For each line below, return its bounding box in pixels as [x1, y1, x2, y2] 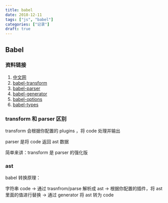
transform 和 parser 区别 [5, 115, 67, 122]
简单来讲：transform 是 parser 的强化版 [5, 149, 88, 156]
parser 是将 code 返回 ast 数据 [5, 139, 69, 145]
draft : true [5, 27, 31, 32]
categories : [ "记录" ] [5, 21, 50, 27]
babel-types [12, 102, 39, 108]
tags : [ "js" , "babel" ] [5, 17, 53, 22]
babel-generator [12, 90, 47, 97]
